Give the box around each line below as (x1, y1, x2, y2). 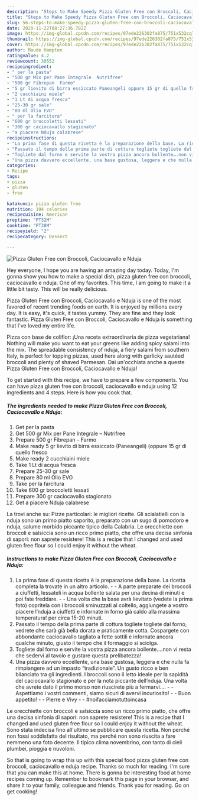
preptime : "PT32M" (6, 217, 52, 223)
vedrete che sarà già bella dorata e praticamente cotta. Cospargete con (15, 627, 190, 634)
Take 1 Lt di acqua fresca (15, 461, 76, 468)
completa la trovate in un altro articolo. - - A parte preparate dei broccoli (15, 583, 191, 590)
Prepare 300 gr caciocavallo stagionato (15, 492, 112, 500)
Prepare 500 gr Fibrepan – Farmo (15, 436, 97, 443)
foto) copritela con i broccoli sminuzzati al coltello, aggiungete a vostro (15, 601, 188, 609)
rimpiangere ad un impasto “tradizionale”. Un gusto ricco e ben (15, 664, 169, 672)
